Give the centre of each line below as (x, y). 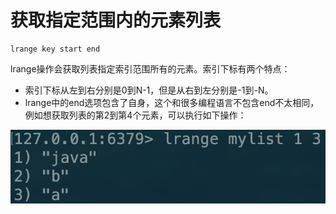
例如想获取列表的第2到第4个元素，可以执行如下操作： (135, 115)
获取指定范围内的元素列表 (116, 20)
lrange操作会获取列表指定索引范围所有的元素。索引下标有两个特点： (150, 68)
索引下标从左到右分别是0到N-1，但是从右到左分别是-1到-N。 (149, 90)
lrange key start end (55, 49)
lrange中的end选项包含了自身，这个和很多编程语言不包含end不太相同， (172, 102)
